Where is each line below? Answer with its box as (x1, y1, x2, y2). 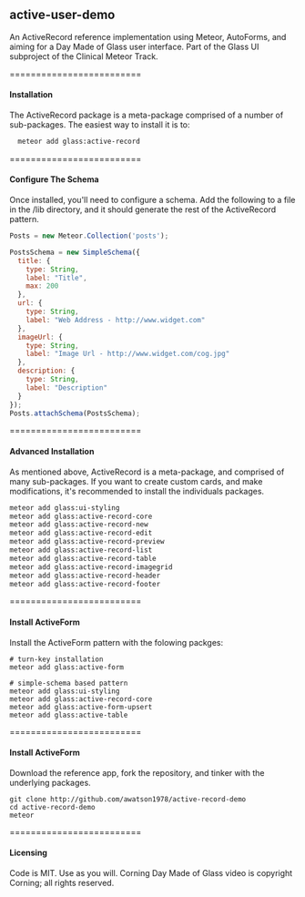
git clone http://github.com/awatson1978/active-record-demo (9, 794, 247, 804)
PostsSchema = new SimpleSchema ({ (9, 248, 141, 257)
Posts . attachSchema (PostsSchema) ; (9, 409, 141, 418)
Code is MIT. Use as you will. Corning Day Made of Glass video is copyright (9, 868, 293, 879)
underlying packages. (9, 777, 91, 788)
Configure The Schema (9, 174, 99, 185)
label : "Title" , (25, 273, 88, 282)
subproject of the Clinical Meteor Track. (9, 50, 158, 62)
